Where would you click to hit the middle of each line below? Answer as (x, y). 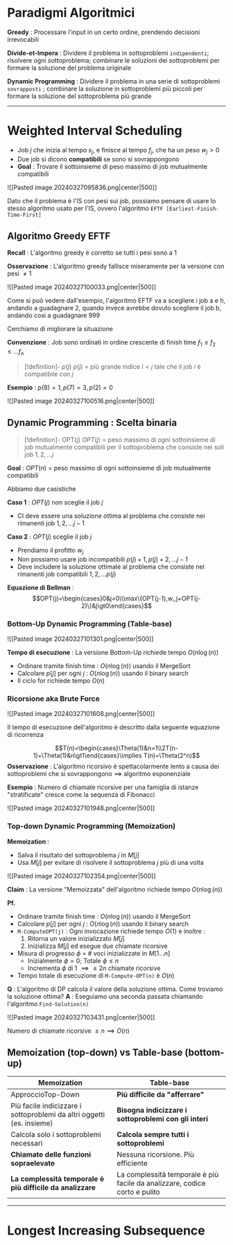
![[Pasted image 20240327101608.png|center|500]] (81, 714)
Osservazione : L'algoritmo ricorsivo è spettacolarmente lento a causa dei (113, 766)
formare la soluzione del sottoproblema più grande (79, 96)
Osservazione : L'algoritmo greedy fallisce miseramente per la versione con (116, 267)
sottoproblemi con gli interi (163, 1119)
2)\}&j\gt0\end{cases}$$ (116, 605)
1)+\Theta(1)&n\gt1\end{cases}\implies (87, 756)
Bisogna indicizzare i (152, 1110)
